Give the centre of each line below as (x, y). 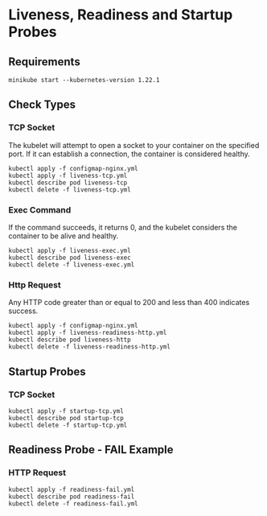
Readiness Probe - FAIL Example (91, 450)
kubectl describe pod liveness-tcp (68, 183)
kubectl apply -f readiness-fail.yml (72, 489)
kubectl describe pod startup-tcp (66, 418)
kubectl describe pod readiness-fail (72, 497)
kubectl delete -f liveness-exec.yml (72, 264)
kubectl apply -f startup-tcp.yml (66, 411)
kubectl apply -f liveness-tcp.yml (68, 175)
